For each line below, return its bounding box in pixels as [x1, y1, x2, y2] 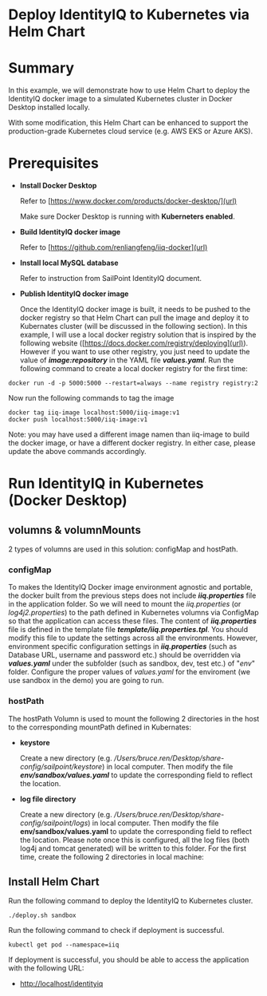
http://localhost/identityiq [19, 979, 104, 989]
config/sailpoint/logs [19, 818, 88, 828]
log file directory [19, 794, 77, 804]
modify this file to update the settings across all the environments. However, [8, 633, 258, 643]
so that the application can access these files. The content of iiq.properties [8, 616, 257, 626]
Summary [8, 59, 74, 77]
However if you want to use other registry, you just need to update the [19, 347, 250, 357]
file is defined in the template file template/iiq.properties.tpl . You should [8, 625, 249, 634]
